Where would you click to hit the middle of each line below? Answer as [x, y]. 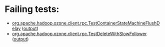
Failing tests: [32, 9]
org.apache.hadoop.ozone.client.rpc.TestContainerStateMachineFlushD [86, 23]
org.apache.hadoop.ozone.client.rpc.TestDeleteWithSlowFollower [79, 33]
